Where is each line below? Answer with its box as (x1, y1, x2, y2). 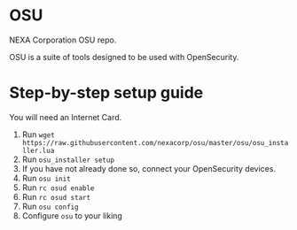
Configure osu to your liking (21, 210, 122, 221)
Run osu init (21, 172, 71, 183)
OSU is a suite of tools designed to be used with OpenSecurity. (9, 51, 239, 62)
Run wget (21, 129, 55, 140)
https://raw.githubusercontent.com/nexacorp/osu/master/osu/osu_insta (21, 138, 289, 147)
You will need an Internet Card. (9, 111, 122, 122)
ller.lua (21, 146, 55, 155)
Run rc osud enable (21, 182, 95, 193)
